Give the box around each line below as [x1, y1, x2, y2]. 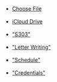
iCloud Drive [11, 18, 43, 25]
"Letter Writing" [11, 43, 51, 51]
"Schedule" [11, 57, 41, 63]
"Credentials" [11, 69, 46, 76]
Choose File [11, 5, 42, 12]
